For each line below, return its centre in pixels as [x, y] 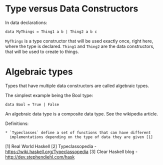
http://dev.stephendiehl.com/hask [40, 157]
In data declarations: [26, 22]
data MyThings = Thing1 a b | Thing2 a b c [51, 31]
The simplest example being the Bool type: [49, 95]
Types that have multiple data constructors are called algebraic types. [77, 85]
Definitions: [17, 123]
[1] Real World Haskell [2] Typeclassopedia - [51, 146]
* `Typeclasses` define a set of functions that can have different [78, 132]
